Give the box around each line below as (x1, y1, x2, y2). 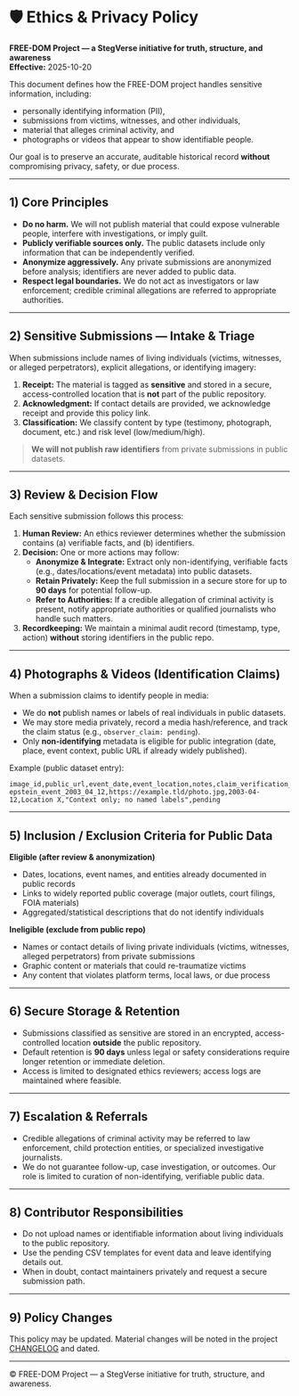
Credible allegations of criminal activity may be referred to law (21, 1133, 251, 1144)
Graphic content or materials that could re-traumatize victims (21, 960, 246, 971)
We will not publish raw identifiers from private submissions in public (30, 443, 288, 455)
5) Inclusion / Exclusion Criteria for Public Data (9, 828, 273, 843)
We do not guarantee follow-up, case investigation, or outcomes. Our (21, 1161, 276, 1172)
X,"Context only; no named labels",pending (56, 795, 221, 805)
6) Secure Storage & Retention (9, 1004, 181, 1019)
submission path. (21, 1276, 85, 1286)
